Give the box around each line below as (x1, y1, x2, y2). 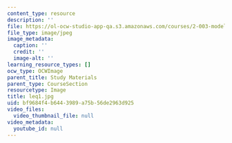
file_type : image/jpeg (7, 29, 72, 36)
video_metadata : (7, 118, 54, 126)
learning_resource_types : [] (7, 61, 91, 68)
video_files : (7, 106, 45, 113)
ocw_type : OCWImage (7, 67, 64, 74)
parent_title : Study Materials (7, 74, 97, 81)
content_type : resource (7, 10, 76, 17)
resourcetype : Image (7, 87, 67, 93)
